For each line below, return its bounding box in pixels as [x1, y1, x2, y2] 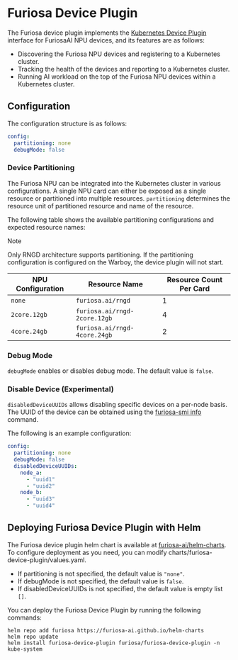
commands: [7, 613, 42, 622]
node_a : [20, 469, 42, 476]
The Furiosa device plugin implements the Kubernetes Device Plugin [7, 28, 207, 37]
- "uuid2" [25, 482, 55, 490]
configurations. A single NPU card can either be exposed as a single [7, 186, 207, 195]
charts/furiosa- [168, 548, 212, 556]
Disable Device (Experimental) [7, 384, 115, 394]
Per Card [179, 284, 210, 293]
